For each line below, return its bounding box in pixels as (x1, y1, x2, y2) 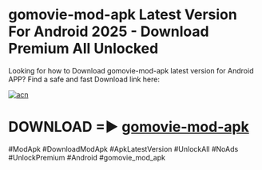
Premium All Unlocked (8, 40, 159, 57)
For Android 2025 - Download (8, 22, 209, 41)
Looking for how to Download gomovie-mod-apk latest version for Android (8, 65, 254, 75)
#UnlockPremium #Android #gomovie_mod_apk (8, 152, 166, 162)
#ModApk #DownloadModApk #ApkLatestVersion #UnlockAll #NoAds (8, 144, 239, 153)
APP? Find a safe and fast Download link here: (8, 74, 160, 84)
